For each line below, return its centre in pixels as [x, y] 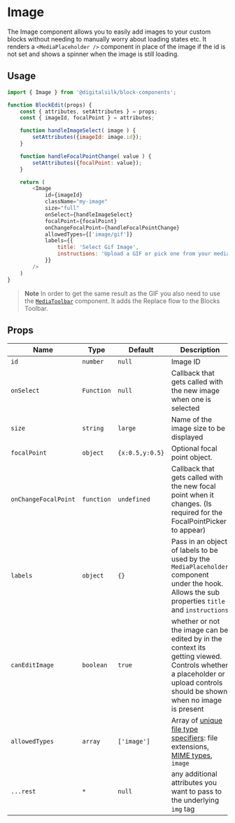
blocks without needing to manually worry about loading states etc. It [107, 39]
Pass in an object [199, 542]
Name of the [191, 420]
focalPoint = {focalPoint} [81, 221]
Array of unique [197, 721]
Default [141, 350]
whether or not [195, 622]
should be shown [199, 692]
